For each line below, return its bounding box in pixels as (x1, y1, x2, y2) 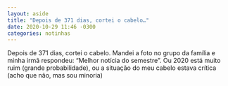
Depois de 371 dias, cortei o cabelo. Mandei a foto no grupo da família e (7, 49, 216, 57)
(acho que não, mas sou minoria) (7, 71, 103, 80)
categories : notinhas (7, 29, 71, 37)
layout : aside (7, 10, 49, 17)
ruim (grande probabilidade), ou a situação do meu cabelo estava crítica (7, 64, 217, 72)
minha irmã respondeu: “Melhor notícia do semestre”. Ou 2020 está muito (7, 57, 221, 65)
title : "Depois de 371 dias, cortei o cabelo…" (7, 17, 150, 24)
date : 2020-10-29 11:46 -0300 (7, 23, 96, 30)
